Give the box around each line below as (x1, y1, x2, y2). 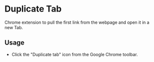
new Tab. (4, 24, 23, 30)
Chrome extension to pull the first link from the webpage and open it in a (4, 19, 150, 25)
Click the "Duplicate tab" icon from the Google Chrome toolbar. (11, 51, 138, 57)
